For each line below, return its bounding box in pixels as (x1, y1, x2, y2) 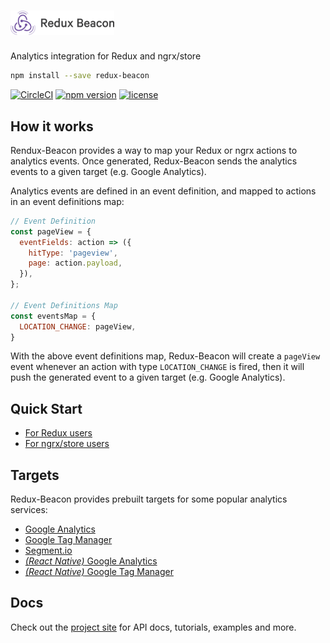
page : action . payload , (28, 258, 123, 269)
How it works (10, 118, 94, 135)
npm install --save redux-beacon (10, 71, 150, 81)
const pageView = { (10, 226, 92, 237)
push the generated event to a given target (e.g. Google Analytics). (10, 371, 286, 384)
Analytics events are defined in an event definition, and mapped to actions (10, 185, 317, 197)
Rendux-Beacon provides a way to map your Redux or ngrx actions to (10, 144, 298, 156)
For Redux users (24, 427, 93, 439)
